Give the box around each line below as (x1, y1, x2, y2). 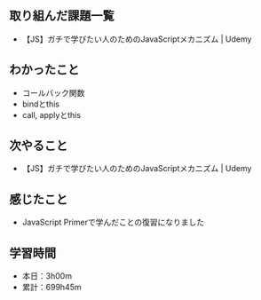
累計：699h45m (21, 282, 82, 293)
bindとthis (21, 99, 60, 109)
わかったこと (9, 62, 80, 77)
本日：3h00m (21, 271, 73, 281)
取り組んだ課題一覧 (9, 8, 115, 24)
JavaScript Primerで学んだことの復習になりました (21, 217, 205, 228)
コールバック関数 (21, 87, 85, 98)
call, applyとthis (21, 109, 82, 120)
